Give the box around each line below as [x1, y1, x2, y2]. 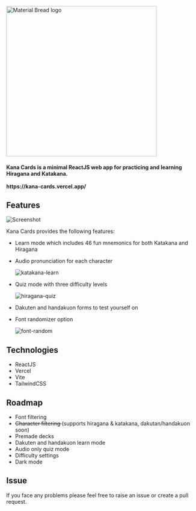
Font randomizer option [14, 316, 73, 323]
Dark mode [14, 458, 43, 466]
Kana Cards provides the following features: [6, 228, 115, 235]
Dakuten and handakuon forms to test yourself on [14, 304, 138, 311]
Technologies [6, 345, 59, 355]
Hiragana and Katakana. [6, 170, 68, 177]
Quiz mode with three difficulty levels [14, 280, 108, 288]
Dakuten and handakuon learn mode [14, 439, 106, 447]
